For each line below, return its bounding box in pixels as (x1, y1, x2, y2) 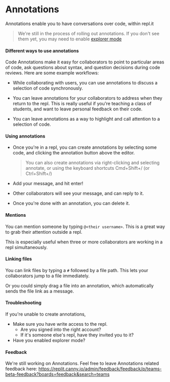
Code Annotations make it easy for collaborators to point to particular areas (5, 59, 165, 65)
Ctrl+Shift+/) (25, 170, 52, 177)
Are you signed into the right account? (20, 326, 101, 332)
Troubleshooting (5, 300, 42, 306)
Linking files (5, 256, 32, 262)
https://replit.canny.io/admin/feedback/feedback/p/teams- (38, 366, 162, 372)
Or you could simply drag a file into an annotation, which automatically (5, 282, 154, 288)
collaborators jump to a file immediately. (5, 273, 90, 279)
